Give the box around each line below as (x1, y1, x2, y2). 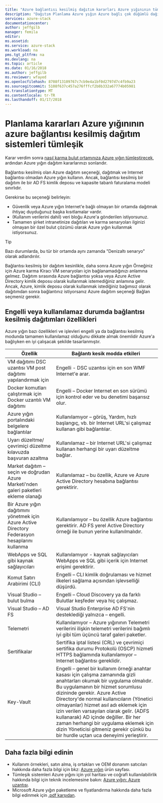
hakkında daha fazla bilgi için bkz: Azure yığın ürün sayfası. (12, 766, 130, 772)
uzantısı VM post (7, 364, 46, 371)
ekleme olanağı (7, 493, 42, 500)
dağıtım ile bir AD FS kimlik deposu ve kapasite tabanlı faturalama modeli (5, 180, 150, 186)
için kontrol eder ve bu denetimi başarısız (56, 393, 150, 400)
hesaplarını (7, 537, 33, 544)
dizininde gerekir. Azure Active (56, 689, 126, 696)
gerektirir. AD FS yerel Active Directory (56, 522, 145, 529)
